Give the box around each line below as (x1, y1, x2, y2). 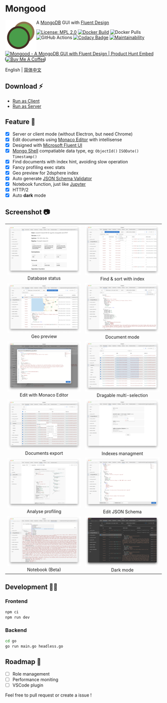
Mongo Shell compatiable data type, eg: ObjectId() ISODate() (12, 147, 139, 153)
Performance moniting (12, 676, 59, 683)
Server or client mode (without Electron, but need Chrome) (12, 131, 133, 137)
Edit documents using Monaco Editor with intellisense (12, 137, 122, 142)
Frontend (5, 597, 28, 604)
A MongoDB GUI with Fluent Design (36, 19, 109, 25)
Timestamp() (12, 154, 37, 159)
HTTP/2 (12, 187, 29, 193)
